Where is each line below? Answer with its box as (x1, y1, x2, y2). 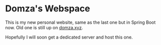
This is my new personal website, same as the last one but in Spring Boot (5, 19, 156, 25)
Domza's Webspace (5, 3, 90, 14)
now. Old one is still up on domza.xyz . (5, 24, 83, 30)
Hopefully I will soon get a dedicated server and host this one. (5, 34, 133, 40)
